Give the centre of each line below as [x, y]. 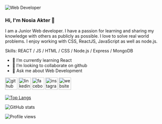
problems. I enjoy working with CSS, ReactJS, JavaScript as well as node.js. [81, 41]
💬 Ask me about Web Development [47, 71]
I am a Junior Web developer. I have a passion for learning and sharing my [80, 31]
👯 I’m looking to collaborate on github [50, 66]
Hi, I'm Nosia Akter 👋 [30, 20]
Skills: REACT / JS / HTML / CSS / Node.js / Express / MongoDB [69, 51]
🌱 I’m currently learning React [42, 60]
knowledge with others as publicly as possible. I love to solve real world [77, 36]
